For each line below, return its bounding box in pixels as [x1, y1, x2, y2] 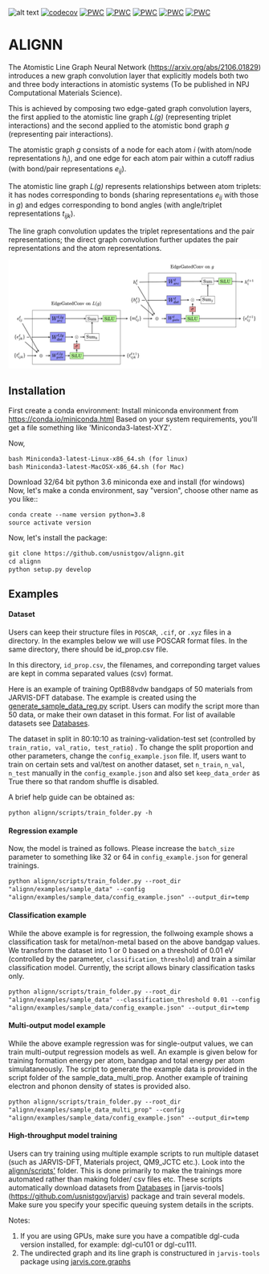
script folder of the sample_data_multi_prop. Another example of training [8, 1072, 248, 1082]
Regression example [8, 825, 79, 836]
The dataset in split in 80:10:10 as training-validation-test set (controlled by [8, 734, 256, 744]
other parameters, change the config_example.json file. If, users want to [8, 751, 247, 761]
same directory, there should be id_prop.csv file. [8, 644, 169, 655]
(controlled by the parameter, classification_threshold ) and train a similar [8, 954, 256, 964]
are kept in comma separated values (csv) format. [8, 668, 173, 679]
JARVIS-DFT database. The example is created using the [8, 692, 197, 703]
